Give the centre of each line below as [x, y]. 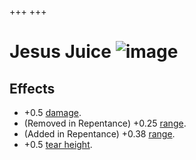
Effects [32, 88]
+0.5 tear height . [58, 144]
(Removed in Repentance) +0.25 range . [105, 123]
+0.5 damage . [52, 112]
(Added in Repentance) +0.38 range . [99, 134]
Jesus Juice [60, 52]
